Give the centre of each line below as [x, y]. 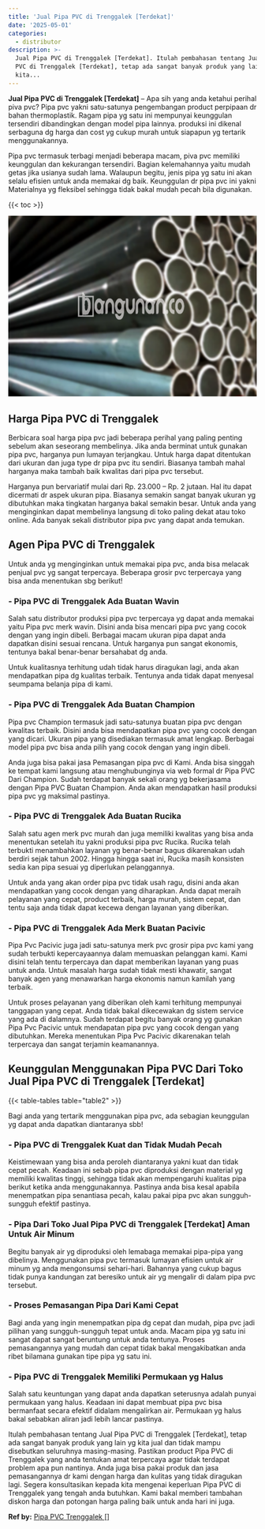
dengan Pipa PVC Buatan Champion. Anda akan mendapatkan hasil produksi [132, 787]
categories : [28, 33]
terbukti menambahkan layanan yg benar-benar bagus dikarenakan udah [127, 850]
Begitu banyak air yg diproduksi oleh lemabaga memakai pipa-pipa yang [125, 1251]
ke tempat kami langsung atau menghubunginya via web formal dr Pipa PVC [132, 771]
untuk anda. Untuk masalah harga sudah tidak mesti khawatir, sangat [120, 971]
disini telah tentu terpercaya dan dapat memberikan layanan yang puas [123, 962]
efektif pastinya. [65, 1204]
